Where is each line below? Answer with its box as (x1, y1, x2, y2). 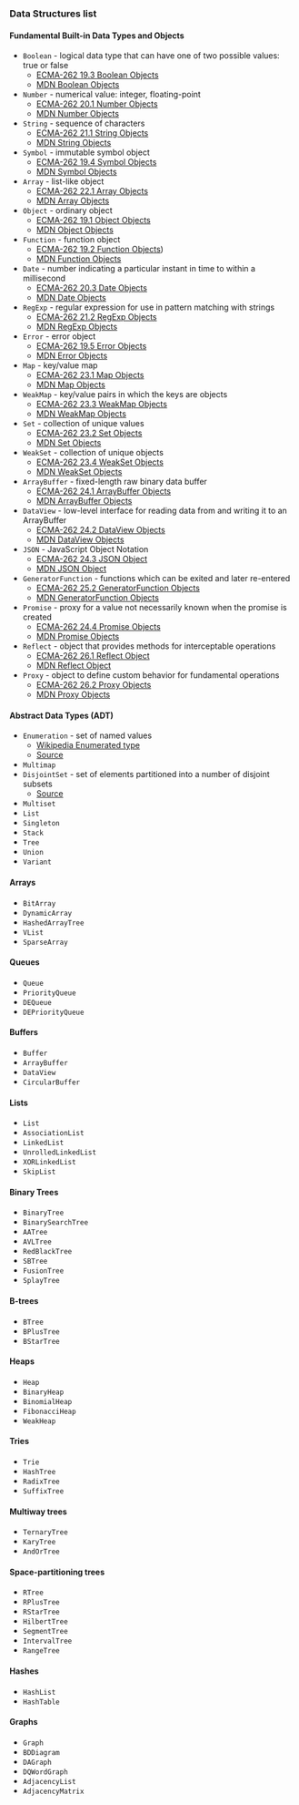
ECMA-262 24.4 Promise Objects (35, 621, 161, 632)
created (22, 611, 53, 622)
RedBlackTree (22, 1247, 73, 1256)
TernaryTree (22, 1528, 68, 1537)
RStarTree (22, 1607, 61, 1617)
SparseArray (22, 938, 68, 947)
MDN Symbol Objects (35, 167, 117, 178)
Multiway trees (9, 1506, 68, 1517)
